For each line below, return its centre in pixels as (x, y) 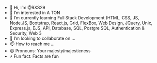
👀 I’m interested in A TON (35, 13)
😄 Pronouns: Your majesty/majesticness (50, 51)
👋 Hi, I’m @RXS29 (27, 8)
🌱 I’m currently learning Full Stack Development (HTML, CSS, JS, (74, 18)
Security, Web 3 (26, 33)
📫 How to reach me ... (32, 44)
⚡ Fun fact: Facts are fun (34, 56)
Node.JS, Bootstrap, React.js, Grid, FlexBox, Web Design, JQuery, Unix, (81, 23)
